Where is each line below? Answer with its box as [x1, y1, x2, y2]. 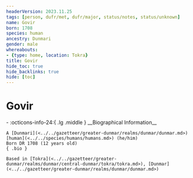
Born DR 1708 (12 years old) [6, 140, 78, 147]
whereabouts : [6, 47, 38, 53]
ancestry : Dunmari [6, 36, 51, 42]
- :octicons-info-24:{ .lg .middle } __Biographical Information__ [6, 119, 157, 126]
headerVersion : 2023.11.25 [6, 8, 72, 15]
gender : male [6, 42, 38, 48]
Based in [6, 156, 28, 162]
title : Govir [6, 58, 38, 63]
